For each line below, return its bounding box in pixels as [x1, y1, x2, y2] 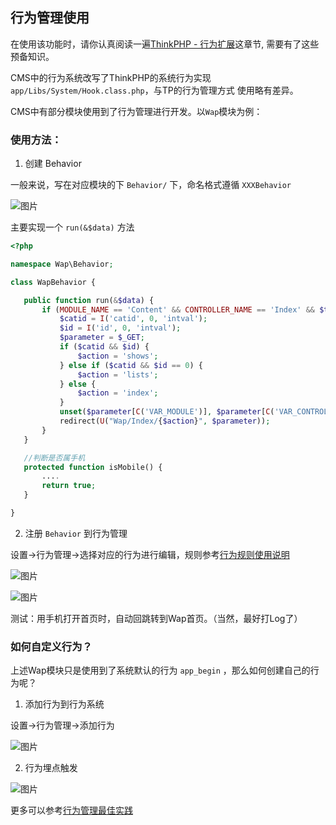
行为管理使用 [10, 9, 90, 27]
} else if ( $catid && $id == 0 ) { [59, 360, 203, 370]
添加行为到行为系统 [24, 698, 105, 710]
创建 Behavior [24, 158, 82, 170]
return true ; [41, 481, 97, 491]
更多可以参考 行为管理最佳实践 [10, 804, 133, 817]
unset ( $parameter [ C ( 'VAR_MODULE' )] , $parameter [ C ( [59, 407, 275, 417]
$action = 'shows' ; [77, 351, 159, 361]
